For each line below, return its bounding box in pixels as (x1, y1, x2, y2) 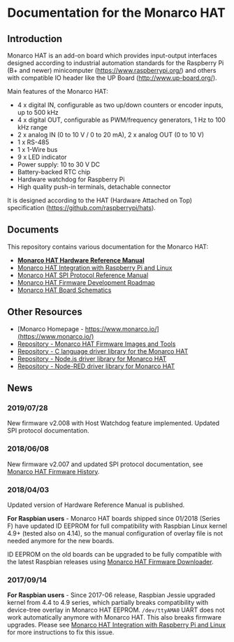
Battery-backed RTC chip (17, 168, 91, 176)
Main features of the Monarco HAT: (7, 88, 108, 95)
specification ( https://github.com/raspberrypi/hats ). (7, 204, 156, 211)
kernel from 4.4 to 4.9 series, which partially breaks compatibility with (7, 599, 208, 607)
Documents (7, 224, 59, 236)
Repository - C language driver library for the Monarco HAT (17, 347, 189, 355)
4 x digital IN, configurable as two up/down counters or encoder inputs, (17, 101, 224, 109)
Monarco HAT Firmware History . (7, 467, 100, 475)
